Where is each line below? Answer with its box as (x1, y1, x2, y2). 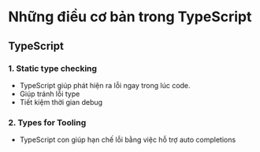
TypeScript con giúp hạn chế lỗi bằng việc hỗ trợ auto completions (19, 135, 236, 145)
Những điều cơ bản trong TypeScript (8, 8, 252, 26)
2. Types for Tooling (8, 117, 87, 128)
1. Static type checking (8, 63, 97, 74)
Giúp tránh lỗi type (19, 89, 80, 98)
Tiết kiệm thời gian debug (19, 97, 103, 106)
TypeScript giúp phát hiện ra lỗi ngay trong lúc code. (19, 80, 191, 90)
